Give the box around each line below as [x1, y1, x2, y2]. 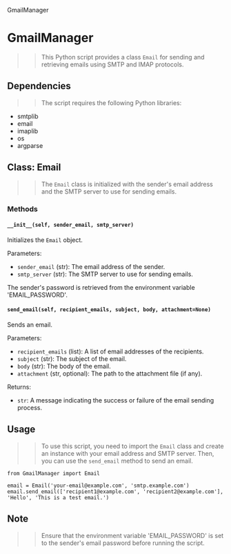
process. [17, 403, 43, 412]
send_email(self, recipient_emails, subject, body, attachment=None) [7, 306, 212, 313]
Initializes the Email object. [7, 235, 83, 244]
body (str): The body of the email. [17, 362, 112, 370]
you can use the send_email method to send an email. [41, 456, 193, 465]
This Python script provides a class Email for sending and [41, 53, 205, 61]
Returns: [7, 382, 32, 391]
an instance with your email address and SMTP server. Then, [41, 449, 214, 457]
